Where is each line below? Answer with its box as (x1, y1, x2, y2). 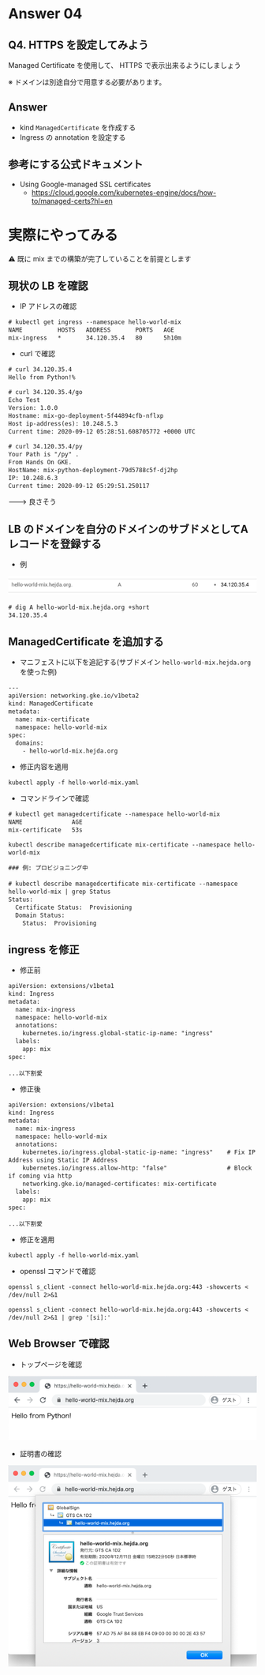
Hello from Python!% (8, 374, 77, 381)
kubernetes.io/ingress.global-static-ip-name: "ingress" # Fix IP (22, 1148, 256, 1156)
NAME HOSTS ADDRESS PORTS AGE (8, 326, 175, 334)
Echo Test (8, 396, 41, 404)
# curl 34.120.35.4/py (8, 443, 83, 451)
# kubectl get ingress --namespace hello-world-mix (8, 318, 181, 326)
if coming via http (8, 1172, 73, 1180)
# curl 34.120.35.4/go (8, 389, 83, 396)
